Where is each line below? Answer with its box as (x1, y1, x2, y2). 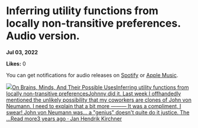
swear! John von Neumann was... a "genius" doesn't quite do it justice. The (6, 109, 190, 116)
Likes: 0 (6, 60, 27, 67)
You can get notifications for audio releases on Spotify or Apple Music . (6, 71, 178, 78)
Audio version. (6, 29, 80, 42)
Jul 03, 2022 (6, 48, 38, 55)
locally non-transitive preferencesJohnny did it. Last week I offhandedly (6, 90, 181, 97)
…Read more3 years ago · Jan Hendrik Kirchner (6, 115, 122, 122)
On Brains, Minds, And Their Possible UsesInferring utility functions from (12, 84, 189, 91)
